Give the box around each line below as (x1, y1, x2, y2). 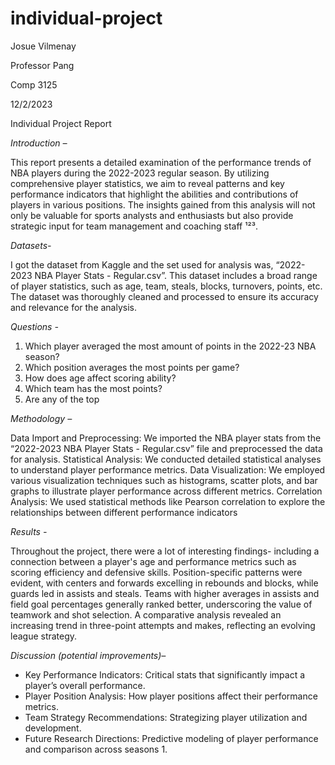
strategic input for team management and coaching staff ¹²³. (10, 220, 258, 232)
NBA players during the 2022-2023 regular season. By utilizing (10, 167, 270, 179)
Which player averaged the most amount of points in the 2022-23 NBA (24, 340, 317, 352)
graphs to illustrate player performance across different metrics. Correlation (10, 485, 323, 497)
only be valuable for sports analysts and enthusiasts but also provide (10, 209, 294, 221)
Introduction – (10, 137, 68, 149)
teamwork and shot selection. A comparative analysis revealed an (10, 608, 282, 621)
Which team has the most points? (24, 382, 163, 394)
